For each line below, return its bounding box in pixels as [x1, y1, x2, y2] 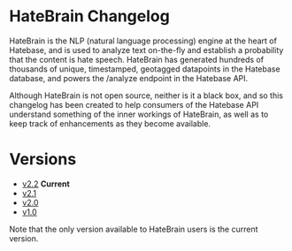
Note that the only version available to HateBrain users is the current [9, 224, 258, 234]
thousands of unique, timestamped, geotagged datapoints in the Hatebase [9, 64, 280, 74]
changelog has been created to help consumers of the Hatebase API [9, 99, 259, 110]
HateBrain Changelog [9, 6, 170, 27]
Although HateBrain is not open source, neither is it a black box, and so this [9, 90, 284, 101]
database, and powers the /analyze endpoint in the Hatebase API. [9, 72, 249, 83]
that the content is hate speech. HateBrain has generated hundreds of [9, 54, 264, 65]
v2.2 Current [21, 179, 71, 189]
